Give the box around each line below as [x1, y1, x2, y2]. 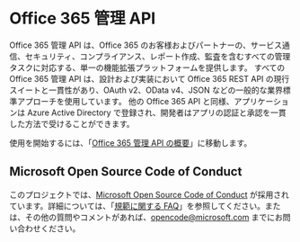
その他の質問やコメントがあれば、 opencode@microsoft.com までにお [24, 211, 283, 222]
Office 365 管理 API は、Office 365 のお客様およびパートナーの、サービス [9, 40, 283, 50]
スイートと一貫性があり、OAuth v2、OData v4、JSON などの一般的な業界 [9, 85, 283, 95]
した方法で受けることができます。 [9, 118, 135, 129]
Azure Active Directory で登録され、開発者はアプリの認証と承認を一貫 [26, 107, 287, 118]
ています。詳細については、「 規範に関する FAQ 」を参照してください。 [9, 200, 265, 211]
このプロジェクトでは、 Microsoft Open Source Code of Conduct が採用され [9, 189, 289, 200]
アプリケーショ [233, 95, 289, 106]
